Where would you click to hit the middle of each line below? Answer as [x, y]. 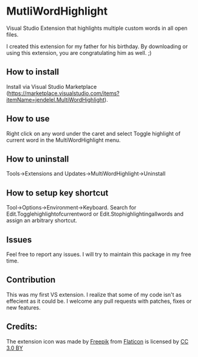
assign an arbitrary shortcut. [42, 221]
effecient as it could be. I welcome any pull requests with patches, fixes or [99, 301]
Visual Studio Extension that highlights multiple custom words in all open [97, 28]
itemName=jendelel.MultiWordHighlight [56, 99]
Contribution [31, 280]
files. [12, 34]
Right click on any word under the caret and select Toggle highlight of [94, 133]
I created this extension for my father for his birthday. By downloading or [97, 46]
